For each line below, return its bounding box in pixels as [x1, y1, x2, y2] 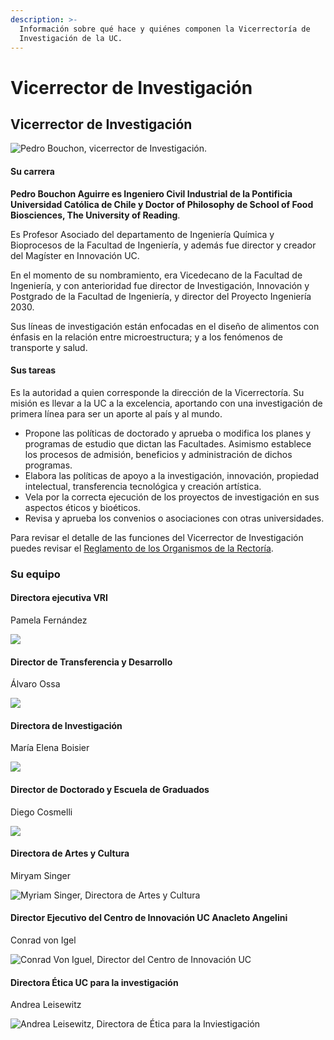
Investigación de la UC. [19, 33, 123, 43]
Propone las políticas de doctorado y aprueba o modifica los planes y [24, 427, 312, 439]
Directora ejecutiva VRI [10, 592, 108, 604]
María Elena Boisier [10, 742, 90, 754]
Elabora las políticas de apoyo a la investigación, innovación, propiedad [24, 469, 320, 481]
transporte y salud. [10, 341, 88, 353]
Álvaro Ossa [10, 678, 61, 690]
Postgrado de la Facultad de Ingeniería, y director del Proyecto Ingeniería [10, 290, 312, 302]
